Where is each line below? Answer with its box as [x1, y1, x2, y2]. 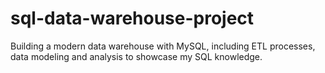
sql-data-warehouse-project [10, 7, 255, 30]
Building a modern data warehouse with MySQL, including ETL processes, [10, 40, 316, 52]
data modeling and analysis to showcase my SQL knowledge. [10, 50, 263, 62]
